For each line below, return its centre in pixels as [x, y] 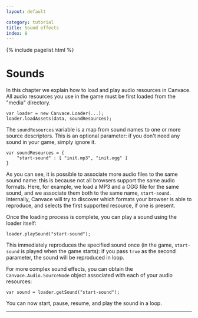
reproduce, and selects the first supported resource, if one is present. [91, 206]
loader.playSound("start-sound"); [49, 234]
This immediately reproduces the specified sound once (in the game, [90, 245]
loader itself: [21, 223]
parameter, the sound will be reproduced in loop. [65, 258]
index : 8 [17, 33]
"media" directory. [29, 103]
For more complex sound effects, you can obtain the [70, 269]
